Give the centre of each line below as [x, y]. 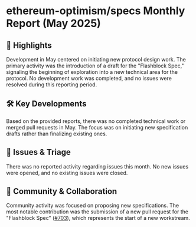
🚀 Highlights [29, 45]
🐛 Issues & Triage [38, 152]
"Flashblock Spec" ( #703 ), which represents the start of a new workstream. [98, 218]
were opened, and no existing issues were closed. [67, 173]
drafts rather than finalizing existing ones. [57, 134]
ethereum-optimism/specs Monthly [96, 11]
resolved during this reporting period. [52, 85]
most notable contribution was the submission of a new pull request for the [97, 212]
